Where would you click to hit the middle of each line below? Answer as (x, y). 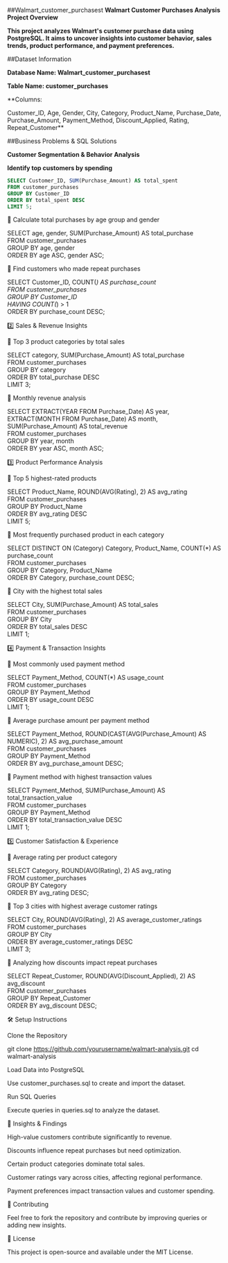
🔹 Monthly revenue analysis (47, 398)
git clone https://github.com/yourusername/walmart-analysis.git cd (103, 1049)
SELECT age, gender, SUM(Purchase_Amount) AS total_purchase (100, 233)
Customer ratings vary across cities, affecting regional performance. (105, 1178)
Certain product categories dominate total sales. (76, 1164)
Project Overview (33, 17)
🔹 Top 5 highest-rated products (52, 478)
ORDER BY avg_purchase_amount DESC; (65, 764)
